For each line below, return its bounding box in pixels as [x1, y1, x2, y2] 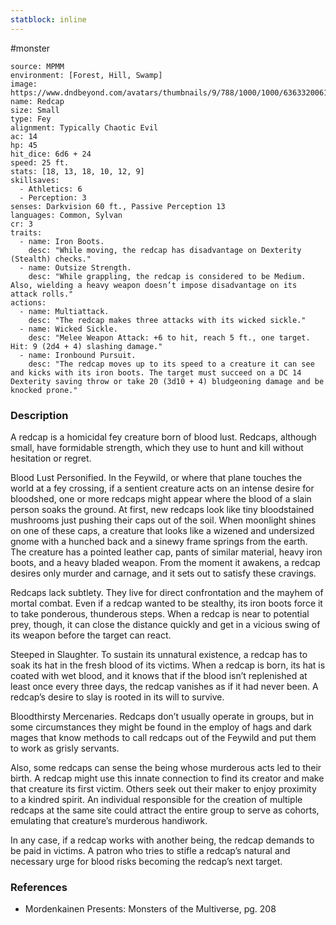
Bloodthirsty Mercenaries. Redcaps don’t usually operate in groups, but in [10, 710, 315, 722]
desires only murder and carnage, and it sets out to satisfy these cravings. [10, 567, 317, 579]
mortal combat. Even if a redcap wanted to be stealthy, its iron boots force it [10, 597, 323, 609]
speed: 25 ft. [10, 157, 70, 168]
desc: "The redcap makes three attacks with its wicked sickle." [28, 315, 307, 325]
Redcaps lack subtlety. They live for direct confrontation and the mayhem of [10, 586, 324, 598]
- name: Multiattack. [19, 306, 110, 316]
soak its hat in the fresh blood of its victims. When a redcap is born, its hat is [10, 659, 326, 671]
